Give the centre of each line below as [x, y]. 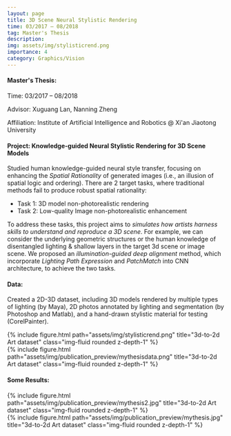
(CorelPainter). [28, 321]
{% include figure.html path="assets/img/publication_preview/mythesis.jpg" [115, 417]
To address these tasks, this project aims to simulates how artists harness [112, 224]
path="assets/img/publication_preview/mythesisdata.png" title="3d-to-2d [112, 357]
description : [26, 39]
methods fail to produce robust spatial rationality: [77, 190]
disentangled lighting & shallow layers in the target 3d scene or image [106, 246]
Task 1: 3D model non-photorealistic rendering [83, 204]
